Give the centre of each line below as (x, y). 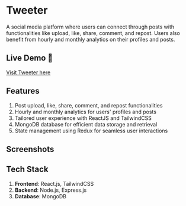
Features (23, 91)
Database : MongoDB (41, 196)
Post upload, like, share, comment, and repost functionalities (89, 105)
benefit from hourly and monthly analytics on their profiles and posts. (91, 39)
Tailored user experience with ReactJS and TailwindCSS (83, 118)
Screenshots (30, 149)
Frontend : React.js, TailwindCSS (54, 183)
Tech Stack (27, 169)
